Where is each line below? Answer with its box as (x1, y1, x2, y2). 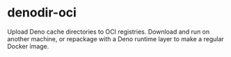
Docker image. (7, 42, 49, 50)
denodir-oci (7, 5, 77, 21)
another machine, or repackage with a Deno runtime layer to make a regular (7, 34, 224, 43)
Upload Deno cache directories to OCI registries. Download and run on (7, 27, 210, 36)
